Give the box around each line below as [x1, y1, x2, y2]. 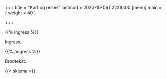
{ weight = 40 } [5, 10, 36, 16]
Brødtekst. [5, 58, 26, 64]
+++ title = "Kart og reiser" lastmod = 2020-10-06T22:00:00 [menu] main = [5, 5, 162, 10]
